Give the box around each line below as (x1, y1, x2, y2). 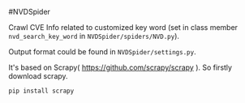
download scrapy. (8, 71, 68, 80)
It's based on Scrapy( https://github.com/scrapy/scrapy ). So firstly (8, 62, 233, 72)
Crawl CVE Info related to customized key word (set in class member (8, 23, 238, 32)
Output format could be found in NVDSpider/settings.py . (8, 47, 196, 56)
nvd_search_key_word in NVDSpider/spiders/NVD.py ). (8, 32, 180, 41)
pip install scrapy (8, 87, 75, 95)
